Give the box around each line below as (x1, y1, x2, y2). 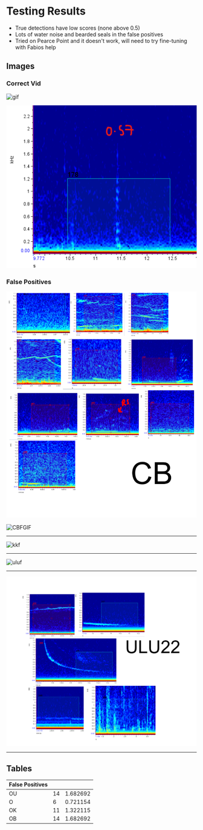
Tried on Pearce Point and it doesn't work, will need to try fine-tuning (14, 37, 187, 44)
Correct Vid (6, 79, 41, 88)
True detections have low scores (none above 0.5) (14, 24, 140, 32)
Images (6, 61, 35, 71)
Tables (6, 763, 32, 774)
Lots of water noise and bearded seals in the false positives (14, 30, 164, 38)
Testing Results (6, 4, 86, 18)
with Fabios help (14, 44, 56, 51)
